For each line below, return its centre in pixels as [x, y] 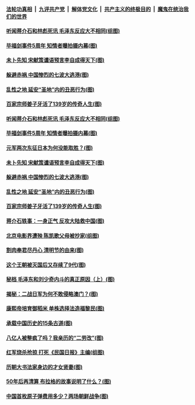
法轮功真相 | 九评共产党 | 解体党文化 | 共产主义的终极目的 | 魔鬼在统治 [95, 9]
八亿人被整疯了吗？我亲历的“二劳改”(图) [55, 338]
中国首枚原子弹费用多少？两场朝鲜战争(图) [57, 396]
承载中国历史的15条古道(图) [39, 323]
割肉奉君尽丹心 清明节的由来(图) [45, 250]
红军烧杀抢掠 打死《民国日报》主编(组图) [55, 352]
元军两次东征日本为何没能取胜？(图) [50, 148]
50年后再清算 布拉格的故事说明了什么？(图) [59, 381]
